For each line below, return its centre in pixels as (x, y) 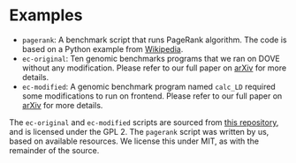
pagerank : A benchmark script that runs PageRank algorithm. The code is (154, 40)
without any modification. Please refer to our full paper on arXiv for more (154, 68)
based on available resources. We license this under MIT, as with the (134, 141)
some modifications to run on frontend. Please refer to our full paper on (152, 96)
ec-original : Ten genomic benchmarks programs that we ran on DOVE (151, 58)
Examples (46, 15)
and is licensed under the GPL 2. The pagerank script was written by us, (139, 131)
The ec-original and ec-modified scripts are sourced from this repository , (144, 122)
